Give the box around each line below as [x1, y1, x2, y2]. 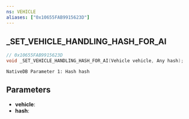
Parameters [6, 85, 51, 95]
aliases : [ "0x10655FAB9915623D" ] [6, 14, 90, 20]
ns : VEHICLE [6, 8, 36, 15]
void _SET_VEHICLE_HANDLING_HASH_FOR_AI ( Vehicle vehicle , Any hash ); [6, 58, 184, 64]
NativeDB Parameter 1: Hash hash [6, 69, 90, 75]
